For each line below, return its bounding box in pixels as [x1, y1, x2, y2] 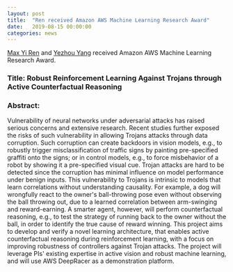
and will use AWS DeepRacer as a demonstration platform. [7, 257, 175, 265]
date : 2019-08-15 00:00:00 [7, 23, 92, 30]
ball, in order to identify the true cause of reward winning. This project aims [7, 220, 223, 228]
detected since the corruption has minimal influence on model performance [7, 168, 224, 177]
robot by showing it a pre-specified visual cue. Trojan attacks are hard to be [7, 161, 225, 169]
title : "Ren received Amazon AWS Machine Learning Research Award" [7, 17, 210, 24]
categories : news [7, 29, 58, 37]
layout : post [7, 10, 45, 17]
